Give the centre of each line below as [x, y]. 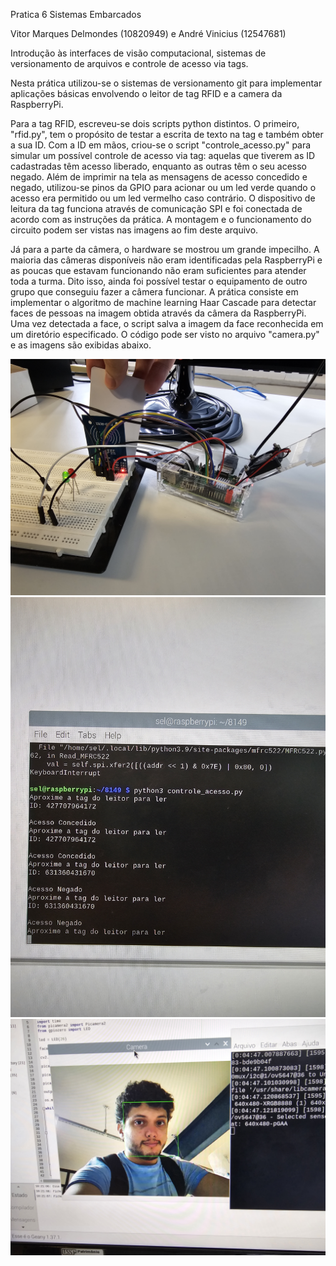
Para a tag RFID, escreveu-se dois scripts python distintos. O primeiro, [155, 123]
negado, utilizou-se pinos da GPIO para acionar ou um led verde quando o [163, 187]
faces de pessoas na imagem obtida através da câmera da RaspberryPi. [158, 313]
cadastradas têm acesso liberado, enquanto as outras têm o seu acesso [159, 166]
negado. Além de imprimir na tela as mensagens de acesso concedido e [159, 177]
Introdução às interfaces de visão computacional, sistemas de [138, 53]
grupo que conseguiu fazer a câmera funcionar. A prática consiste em [154, 292]
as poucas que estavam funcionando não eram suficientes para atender [158, 270]
